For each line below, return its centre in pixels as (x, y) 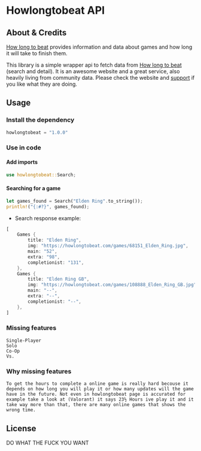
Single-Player (24, 340)
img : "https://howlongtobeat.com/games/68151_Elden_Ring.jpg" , (108, 246)
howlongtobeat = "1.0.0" (37, 133)
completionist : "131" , (56, 262)
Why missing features (39, 371)
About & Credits (36, 33)
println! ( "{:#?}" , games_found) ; (48, 207)
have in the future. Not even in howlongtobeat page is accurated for (96, 394)
